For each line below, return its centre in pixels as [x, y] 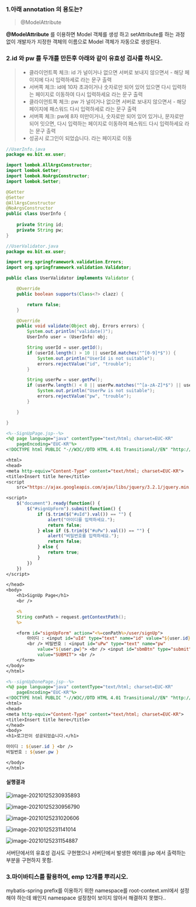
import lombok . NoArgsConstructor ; [48, 176]
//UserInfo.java [26, 149]
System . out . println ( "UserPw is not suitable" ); [96, 391]
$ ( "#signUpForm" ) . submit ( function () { [74, 509]
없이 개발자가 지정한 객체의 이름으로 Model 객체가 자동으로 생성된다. [84, 42]
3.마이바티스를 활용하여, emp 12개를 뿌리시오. [67, 877]
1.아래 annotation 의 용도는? [44, 9]
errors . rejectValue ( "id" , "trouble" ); [84, 364]
